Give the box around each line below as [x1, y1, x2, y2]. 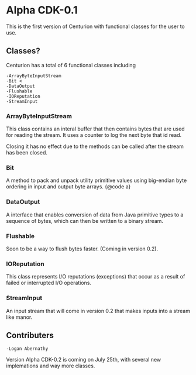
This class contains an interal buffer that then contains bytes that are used [6, 125, 185, 132]
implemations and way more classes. [6, 362, 95, 369]
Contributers [6, 330, 54, 340]
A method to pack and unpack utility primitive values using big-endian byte [6, 177, 187, 184]
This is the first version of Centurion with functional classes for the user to [6, 23, 185, 30]
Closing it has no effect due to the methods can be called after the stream [6, 143, 184, 150]
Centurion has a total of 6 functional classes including [6, 61, 136, 68]
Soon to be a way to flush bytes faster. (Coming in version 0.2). [6, 245, 159, 252]
